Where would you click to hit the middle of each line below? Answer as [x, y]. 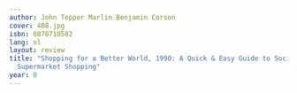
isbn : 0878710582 [41, 34]
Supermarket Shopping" [59, 67]
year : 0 [23, 75]
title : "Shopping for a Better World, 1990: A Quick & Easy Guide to [140, 58]
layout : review [37, 50]
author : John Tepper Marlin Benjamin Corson [92, 17]
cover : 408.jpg [37, 26]
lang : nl [25, 42]
